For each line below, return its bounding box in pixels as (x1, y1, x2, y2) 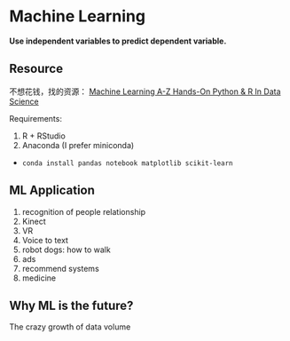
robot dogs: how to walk (21, 244, 111, 255)
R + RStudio (21, 131, 67, 141)
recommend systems (21, 263, 99, 274)
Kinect (21, 216, 46, 226)
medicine (21, 273, 57, 283)
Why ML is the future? (9, 297, 134, 313)
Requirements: (9, 113, 62, 123)
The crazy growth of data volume (9, 321, 131, 332)
